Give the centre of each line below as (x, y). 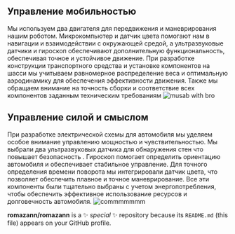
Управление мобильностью (72, 12)
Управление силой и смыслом (78, 117)
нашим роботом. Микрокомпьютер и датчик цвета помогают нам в (109, 36)
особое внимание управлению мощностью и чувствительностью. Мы (113, 142)
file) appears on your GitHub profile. (59, 223)
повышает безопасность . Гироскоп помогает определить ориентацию (114, 156)
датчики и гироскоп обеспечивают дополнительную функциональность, (116, 50)
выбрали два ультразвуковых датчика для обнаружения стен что (105, 149)
